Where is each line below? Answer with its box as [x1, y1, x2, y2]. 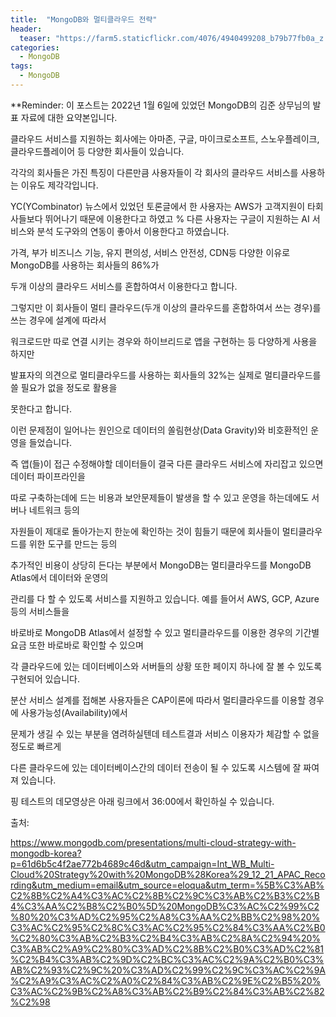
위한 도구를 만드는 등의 [28, 537, 118, 550]
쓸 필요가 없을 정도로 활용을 [10, 381, 118, 393]
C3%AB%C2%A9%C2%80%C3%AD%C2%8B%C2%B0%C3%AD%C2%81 [10, 942, 324, 955]
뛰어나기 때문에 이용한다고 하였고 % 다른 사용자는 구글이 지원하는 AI [44, 212, 310, 225]
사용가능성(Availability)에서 [20, 706, 128, 718]
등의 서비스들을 [10, 605, 70, 617]
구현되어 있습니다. [10, 672, 81, 685]
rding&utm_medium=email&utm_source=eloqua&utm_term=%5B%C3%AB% [10, 879, 325, 891]
